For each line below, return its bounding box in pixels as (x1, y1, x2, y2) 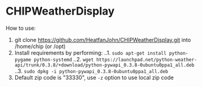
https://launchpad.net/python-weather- (96, 57, 198, 63)
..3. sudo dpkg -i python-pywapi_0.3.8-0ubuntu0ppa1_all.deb (14, 67, 168, 74)
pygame (14, 57, 32, 63)
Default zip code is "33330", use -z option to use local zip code (14, 74, 174, 81)
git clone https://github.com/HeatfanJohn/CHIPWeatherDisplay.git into (14, 36, 191, 43)
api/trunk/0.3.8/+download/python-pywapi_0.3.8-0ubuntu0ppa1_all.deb (14, 62, 195, 68)
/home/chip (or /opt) (14, 43, 66, 50)
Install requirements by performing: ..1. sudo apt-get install (14, 49, 167, 56)
